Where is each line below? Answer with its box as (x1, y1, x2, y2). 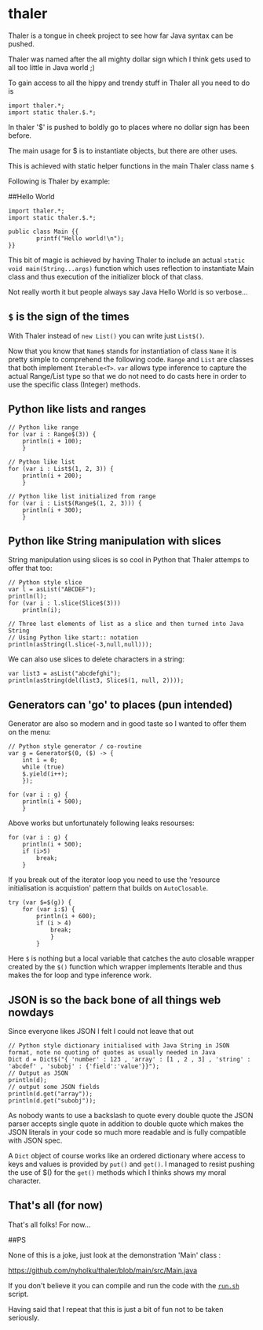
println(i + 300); (22, 506, 82, 514)
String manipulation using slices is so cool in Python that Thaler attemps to (8, 555, 250, 565)
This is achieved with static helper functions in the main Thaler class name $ (8, 161, 255, 170)
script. (8, 1289, 29, 1299)
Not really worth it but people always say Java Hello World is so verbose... (8, 287, 249, 296)
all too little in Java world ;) (8, 62, 96, 72)
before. (8, 131, 32, 140)
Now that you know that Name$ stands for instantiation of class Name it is (8, 346, 237, 355)
